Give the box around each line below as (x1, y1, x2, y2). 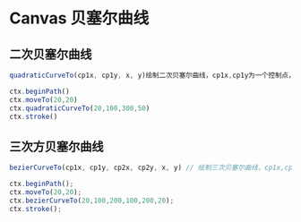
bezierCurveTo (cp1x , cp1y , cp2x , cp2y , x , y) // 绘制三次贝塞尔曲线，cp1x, (9, 163, 285, 173)
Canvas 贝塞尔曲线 (9, 8, 150, 29)
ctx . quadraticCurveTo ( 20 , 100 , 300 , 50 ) (9, 104, 150, 113)
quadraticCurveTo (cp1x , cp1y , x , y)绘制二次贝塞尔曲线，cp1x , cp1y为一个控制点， (9, 71, 296, 80)
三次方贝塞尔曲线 (9, 139, 104, 154)
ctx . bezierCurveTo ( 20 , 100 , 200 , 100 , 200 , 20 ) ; (9, 196, 175, 205)
